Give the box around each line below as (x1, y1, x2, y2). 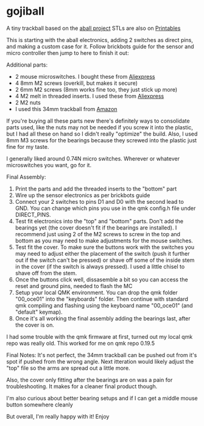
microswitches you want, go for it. (6, 161, 92, 168)
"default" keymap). (15, 308, 63, 316)
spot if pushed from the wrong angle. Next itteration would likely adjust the (6, 358, 194, 365)
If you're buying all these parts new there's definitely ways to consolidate (6, 117, 190, 125)
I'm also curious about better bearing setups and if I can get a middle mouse (6, 394, 198, 402)
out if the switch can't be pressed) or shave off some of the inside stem (15, 256, 195, 264)
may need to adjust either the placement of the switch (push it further (15, 250, 190, 257)
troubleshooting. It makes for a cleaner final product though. (6, 383, 158, 390)
